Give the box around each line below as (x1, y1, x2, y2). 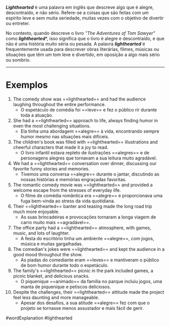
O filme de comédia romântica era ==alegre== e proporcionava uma (20, 192, 163, 198)
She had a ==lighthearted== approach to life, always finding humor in (13, 117, 158, 123)
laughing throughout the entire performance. (13, 101, 106, 107)
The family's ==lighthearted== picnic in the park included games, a (13, 267, 153, 274)
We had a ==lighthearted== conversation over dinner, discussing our (13, 160, 157, 166)
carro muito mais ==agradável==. (20, 219, 91, 225)
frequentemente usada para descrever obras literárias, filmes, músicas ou (6, 46, 159, 52)
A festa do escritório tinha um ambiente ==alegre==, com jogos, (20, 235, 154, 241)
